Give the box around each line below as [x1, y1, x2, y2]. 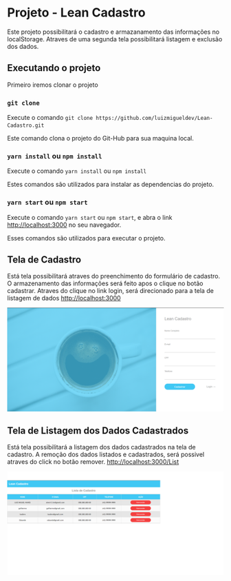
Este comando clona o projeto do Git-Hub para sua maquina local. [7, 134, 194, 143]
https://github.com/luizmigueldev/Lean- [96, 115, 213, 122]
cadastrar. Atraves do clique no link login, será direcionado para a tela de [7, 287, 214, 295]
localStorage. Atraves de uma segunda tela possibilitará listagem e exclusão [7, 34, 223, 43]
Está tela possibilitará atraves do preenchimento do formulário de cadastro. [7, 272, 221, 281]
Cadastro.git [7, 122, 45, 129]
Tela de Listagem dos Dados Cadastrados [7, 425, 189, 437]
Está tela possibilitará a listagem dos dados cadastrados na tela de [7, 443, 196, 451]
